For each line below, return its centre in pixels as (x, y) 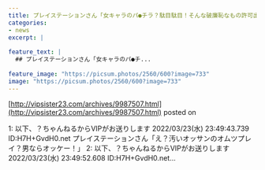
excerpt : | (26, 37)
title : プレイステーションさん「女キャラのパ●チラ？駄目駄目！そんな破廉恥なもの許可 (131, 15)
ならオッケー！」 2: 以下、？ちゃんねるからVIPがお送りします (129, 148)
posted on (180, 112)
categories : (28, 23)
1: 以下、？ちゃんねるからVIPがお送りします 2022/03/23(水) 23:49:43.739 (129, 128)
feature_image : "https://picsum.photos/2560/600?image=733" (109, 74)
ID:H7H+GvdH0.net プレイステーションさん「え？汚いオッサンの (113, 138)
